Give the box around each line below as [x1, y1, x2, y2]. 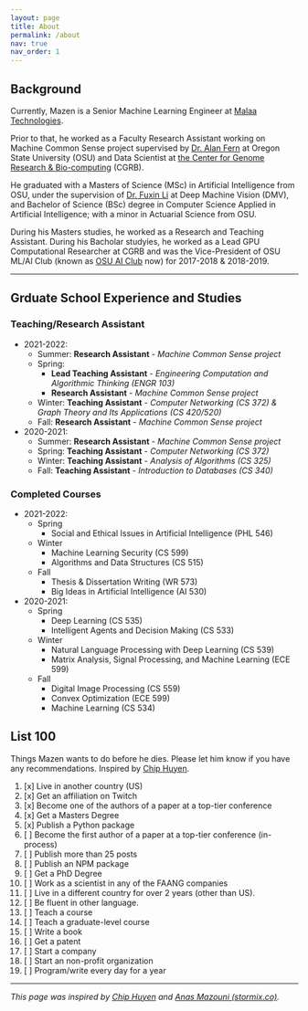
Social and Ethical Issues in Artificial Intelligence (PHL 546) [50, 527, 273, 539]
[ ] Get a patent [23, 935, 81, 946]
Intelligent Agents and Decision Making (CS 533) [50, 625, 235, 636]
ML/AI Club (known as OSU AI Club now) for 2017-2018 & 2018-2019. [10, 255, 270, 266]
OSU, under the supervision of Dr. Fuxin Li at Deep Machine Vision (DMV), [10, 189, 290, 200]
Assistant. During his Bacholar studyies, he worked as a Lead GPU [10, 236, 260, 247]
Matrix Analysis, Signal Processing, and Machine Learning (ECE [50, 654, 291, 665]
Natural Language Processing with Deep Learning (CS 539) [50, 644, 275, 655]
